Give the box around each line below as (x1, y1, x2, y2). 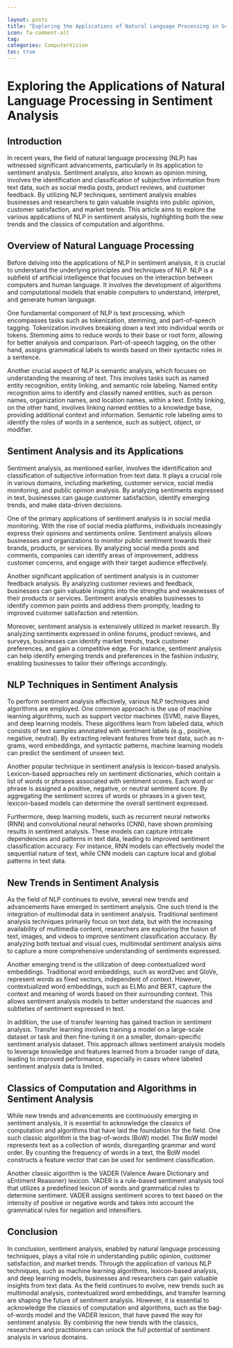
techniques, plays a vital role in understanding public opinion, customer (7, 1252, 212, 1260)
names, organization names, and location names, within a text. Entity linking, (7, 396, 225, 404)
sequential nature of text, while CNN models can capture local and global (7, 849, 216, 858)
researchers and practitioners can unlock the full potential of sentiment (7, 1325, 210, 1333)
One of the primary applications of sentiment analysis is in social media (7, 514, 211, 522)
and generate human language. (7, 295, 97, 304)
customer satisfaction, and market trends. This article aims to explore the (7, 205, 216, 214)
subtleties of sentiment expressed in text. (7, 1005, 126, 1013)
